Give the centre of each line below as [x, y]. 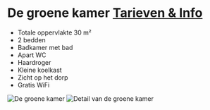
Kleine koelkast [39, 70]
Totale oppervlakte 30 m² [54, 32]
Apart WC [32, 55]
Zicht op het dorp [43, 77]
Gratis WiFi [33, 85]
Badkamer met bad [45, 47]
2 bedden [31, 39]
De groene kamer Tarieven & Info [105, 13]
